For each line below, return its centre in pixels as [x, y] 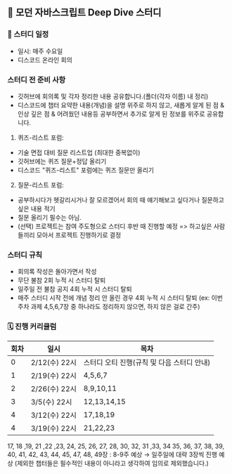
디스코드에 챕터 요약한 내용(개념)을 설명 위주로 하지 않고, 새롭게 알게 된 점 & [121, 105]
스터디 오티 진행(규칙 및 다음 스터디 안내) [147, 362]
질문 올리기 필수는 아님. [50, 217]
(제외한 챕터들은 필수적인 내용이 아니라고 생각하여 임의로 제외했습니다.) [111, 463]
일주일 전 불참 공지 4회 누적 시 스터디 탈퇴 [75, 289]
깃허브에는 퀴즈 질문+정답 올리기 [62, 161]
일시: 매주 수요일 [40, 51]
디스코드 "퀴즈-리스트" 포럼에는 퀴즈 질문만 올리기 [86, 170]
